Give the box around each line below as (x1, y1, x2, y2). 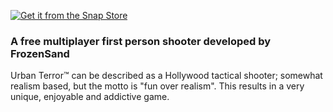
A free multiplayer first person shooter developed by (10, 34, 272, 48)
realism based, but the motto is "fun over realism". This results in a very (10, 80, 305, 92)
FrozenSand (10, 46, 70, 60)
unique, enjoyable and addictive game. (10, 91, 170, 103)
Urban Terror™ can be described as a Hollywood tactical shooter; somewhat (10, 70, 323, 82)
